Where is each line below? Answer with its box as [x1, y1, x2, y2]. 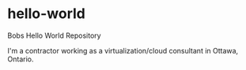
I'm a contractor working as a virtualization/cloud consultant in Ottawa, [7, 46, 239, 55]
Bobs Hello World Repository [7, 31, 101, 40]
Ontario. [7, 54, 34, 64]
